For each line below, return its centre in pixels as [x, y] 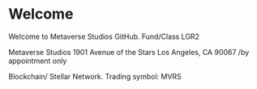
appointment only [38, 61]
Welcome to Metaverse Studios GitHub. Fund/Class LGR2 [104, 36]
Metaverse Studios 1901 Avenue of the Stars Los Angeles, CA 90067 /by [129, 52]
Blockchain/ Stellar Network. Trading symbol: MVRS [95, 76]
